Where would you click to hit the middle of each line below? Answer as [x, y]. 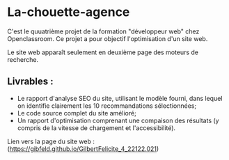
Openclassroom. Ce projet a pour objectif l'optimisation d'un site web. [108, 38]
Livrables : [30, 82]
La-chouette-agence [69, 12]
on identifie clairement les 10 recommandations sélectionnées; [107, 106]
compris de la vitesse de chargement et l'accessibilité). [96, 128]
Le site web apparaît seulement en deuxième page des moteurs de [103, 52]
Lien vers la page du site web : [51, 141]
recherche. [23, 59]
